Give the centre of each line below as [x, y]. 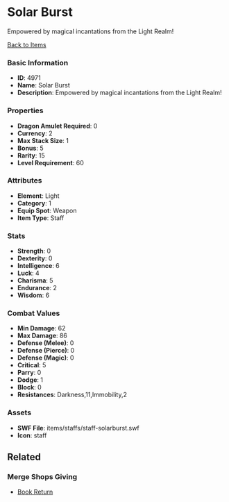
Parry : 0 [29, 373]
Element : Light [39, 196]
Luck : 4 [28, 273]
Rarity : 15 [31, 155]
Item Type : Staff [41, 218]
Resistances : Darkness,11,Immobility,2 [72, 395]
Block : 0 [29, 387]
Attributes [25, 181]
